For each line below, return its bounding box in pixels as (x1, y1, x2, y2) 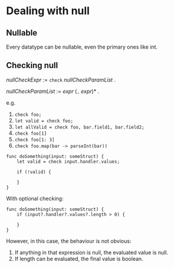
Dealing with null (6, 4, 90, 18)
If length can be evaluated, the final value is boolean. (14, 255, 143, 262)
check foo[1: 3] (14, 137, 55, 143)
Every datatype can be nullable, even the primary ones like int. (6, 43, 158, 50)
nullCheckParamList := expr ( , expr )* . (6, 88, 100, 95)
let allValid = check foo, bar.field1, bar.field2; (14, 124, 145, 130)
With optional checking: (6, 195, 64, 202)
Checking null (6, 60, 58, 70)
